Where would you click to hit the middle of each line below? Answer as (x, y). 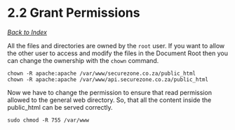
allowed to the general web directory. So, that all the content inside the (109, 100)
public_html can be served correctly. (60, 107)
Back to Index (27, 32)
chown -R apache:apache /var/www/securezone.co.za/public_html (102, 73)
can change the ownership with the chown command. (83, 60)
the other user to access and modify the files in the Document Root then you (117, 53)
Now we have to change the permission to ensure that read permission (110, 92)
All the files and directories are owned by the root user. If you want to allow (116, 45)
